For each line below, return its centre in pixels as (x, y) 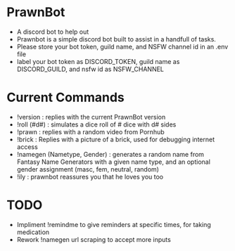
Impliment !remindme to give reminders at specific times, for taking (114, 224)
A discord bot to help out (53, 32)
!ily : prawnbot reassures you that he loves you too (90, 176)
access (27, 147)
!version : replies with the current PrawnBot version (91, 117)
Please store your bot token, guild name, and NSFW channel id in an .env (122, 46)
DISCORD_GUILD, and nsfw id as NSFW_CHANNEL (90, 69)
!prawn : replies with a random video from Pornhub (90, 131)
